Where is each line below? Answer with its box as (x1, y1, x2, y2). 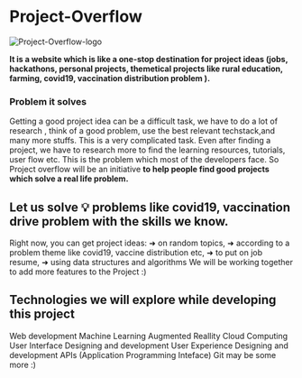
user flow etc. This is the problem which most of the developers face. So (9, 154, 279, 165)
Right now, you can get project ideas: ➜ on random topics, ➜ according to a (9, 237, 290, 249)
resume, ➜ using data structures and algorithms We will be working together (9, 257, 293, 268)
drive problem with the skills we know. (9, 214, 229, 229)
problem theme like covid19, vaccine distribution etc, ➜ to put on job (9, 247, 263, 258)
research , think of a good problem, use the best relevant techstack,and (9, 125, 276, 136)
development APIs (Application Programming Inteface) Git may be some (9, 349, 277, 360)
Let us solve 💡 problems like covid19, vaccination (9, 199, 291, 215)
